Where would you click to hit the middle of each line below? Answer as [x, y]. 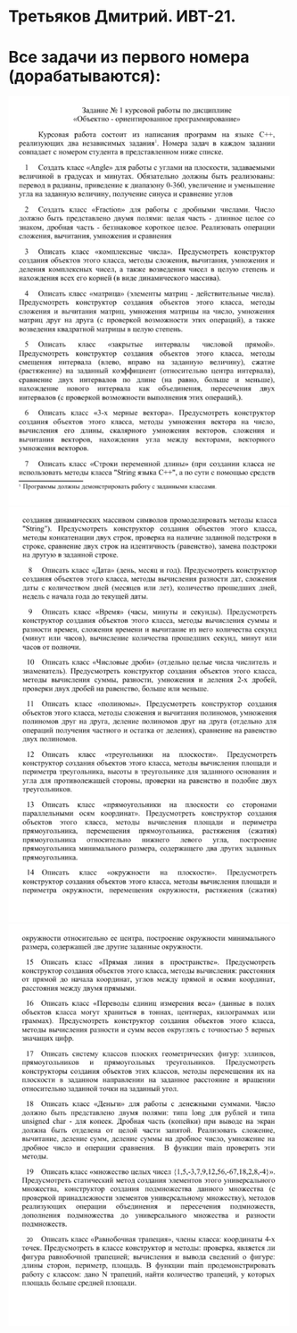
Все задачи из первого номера [129, 58]
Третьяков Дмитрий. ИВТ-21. [122, 17]
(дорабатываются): [85, 76]
